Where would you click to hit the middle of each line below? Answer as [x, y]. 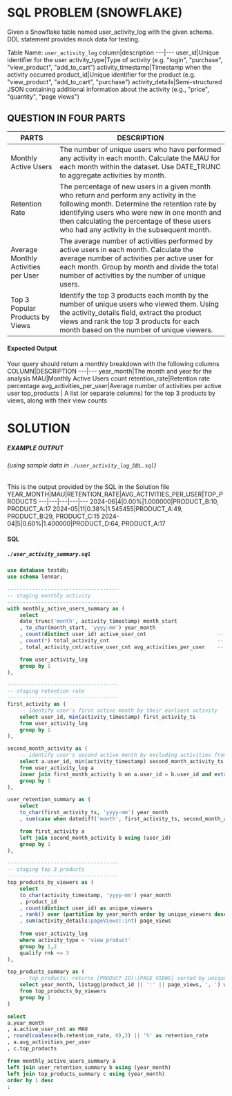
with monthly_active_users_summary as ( [66, 608]
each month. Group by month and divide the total [139, 267]
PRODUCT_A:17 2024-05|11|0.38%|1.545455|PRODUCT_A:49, [95, 508]
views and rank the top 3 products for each [129, 321]
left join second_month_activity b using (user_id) [95, 838]
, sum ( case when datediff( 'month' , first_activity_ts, [100, 819]
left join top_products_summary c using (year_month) [86, 1074]
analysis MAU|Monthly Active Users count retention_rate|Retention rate [109, 378]
